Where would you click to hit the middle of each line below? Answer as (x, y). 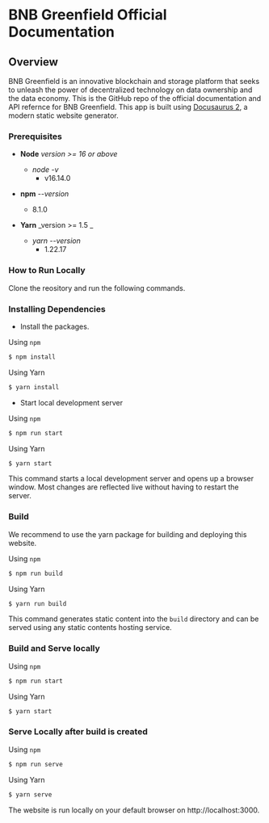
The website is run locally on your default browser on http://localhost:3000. (134, 810)
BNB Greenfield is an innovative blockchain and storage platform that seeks (134, 81)
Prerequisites (35, 136)
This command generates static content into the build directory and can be (134, 619)
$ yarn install (34, 387)
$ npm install (32, 357)
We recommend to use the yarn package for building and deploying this (128, 534)
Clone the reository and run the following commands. (97, 288)
